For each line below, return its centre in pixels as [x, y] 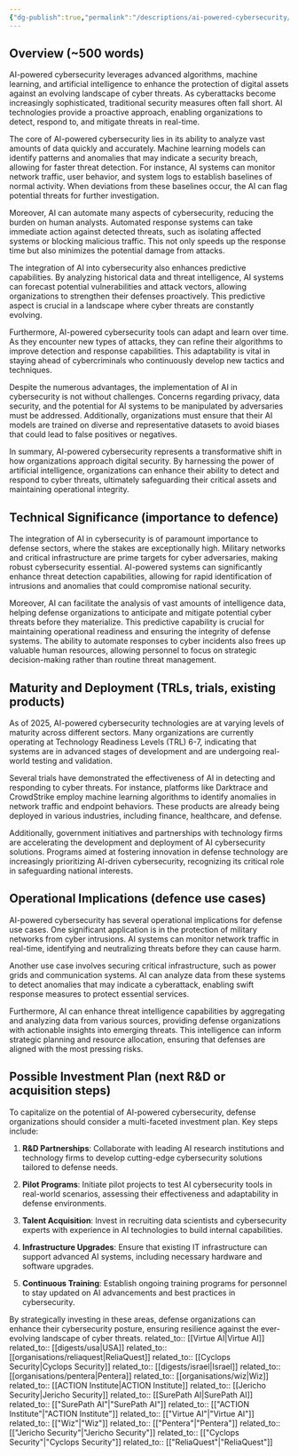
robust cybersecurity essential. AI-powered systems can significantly [136, 567]
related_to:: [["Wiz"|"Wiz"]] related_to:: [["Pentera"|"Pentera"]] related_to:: [145, 1423]
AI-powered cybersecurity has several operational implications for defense [146, 919]
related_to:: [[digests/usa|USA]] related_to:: [88, 1348]
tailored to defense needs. [70, 1167]
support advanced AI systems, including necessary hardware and [142, 1256]
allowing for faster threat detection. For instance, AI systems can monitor [142, 167]
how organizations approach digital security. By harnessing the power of [142, 461]
